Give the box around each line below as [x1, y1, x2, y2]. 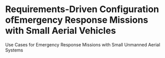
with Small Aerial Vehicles [5, 25, 116, 36]
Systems [5, 47, 24, 53]
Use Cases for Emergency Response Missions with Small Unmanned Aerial [5, 41, 160, 47]
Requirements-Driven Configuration [5, 4, 159, 15]
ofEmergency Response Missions [5, 14, 148, 26]
